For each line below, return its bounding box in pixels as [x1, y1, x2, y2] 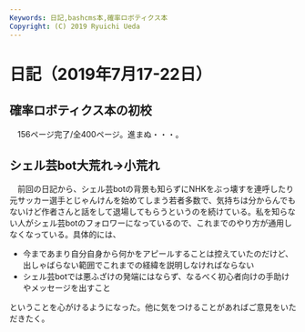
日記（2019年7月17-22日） [9, 64, 212, 85]
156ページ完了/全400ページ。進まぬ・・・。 [16, 128, 184, 139]
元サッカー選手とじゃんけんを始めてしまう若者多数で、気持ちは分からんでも [9, 195, 296, 206]
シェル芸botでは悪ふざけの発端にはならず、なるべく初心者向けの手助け [22, 271, 290, 282]
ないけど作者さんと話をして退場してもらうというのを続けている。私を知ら [9, 206, 289, 217]
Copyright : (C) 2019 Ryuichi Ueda [9, 22, 141, 31]
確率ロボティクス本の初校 [9, 103, 153, 118]
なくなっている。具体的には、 [9, 229, 121, 240]
